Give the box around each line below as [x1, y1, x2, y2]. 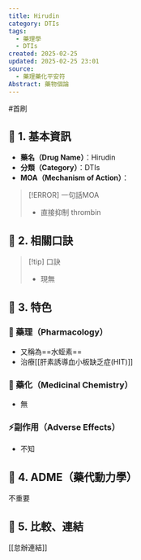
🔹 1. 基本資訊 [8, 129, 71, 143]
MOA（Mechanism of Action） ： [19, 173, 130, 183]
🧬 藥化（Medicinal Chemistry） [8, 379, 134, 391]
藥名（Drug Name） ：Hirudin [19, 152, 116, 163]
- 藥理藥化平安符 [15, 72, 66, 81]
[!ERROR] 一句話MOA [28, 190, 100, 200]
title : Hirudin [8, 11, 60, 20]
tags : [8, 27, 27, 35]
